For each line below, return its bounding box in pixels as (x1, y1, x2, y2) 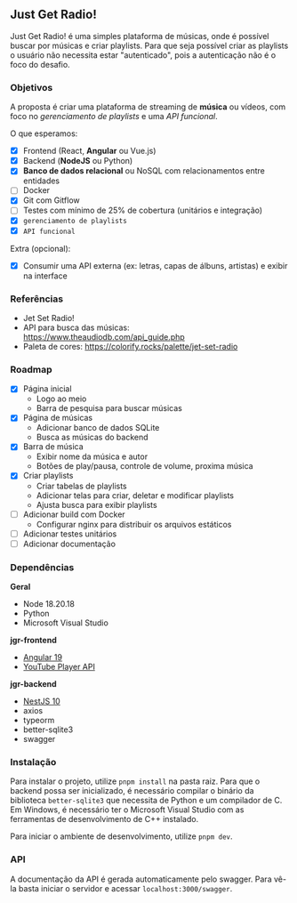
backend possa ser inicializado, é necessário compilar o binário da (10, 786, 254, 796)
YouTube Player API (22, 662, 96, 672)
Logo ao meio (36, 393, 87, 404)
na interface (22, 270, 68, 281)
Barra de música (22, 441, 84, 452)
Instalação (10, 755, 57, 768)
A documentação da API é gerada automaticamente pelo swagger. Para (10, 874, 272, 884)
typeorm (22, 715, 55, 725)
